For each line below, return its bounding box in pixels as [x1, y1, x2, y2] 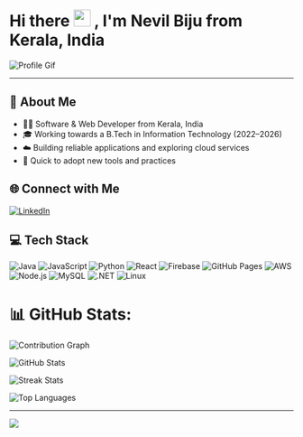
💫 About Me [9, 95, 77, 110]
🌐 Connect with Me [9, 181, 120, 197]
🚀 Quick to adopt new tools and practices [22, 154, 176, 166]
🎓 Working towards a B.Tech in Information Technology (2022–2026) [22, 128, 282, 139]
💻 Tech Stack [9, 232, 89, 247]
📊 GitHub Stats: [9, 303, 133, 324]
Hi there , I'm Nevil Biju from [9, 11, 243, 32]
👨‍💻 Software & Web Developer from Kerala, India [22, 118, 204, 129]
